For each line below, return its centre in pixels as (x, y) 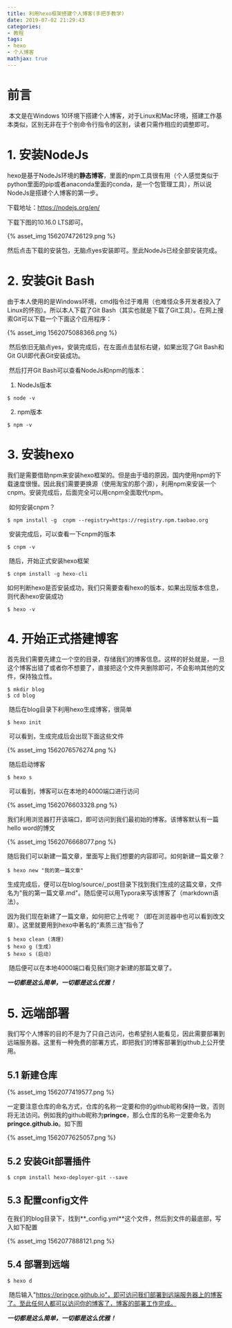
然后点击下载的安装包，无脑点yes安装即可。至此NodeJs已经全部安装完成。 (114, 250)
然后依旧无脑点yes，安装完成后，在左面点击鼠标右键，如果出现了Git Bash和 (116, 346)
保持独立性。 (37, 677)
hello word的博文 (31, 828)
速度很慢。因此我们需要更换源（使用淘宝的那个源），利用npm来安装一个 (115, 484)
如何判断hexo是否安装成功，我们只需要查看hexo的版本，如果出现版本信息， (115, 587)
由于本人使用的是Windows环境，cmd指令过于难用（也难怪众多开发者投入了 (114, 301)
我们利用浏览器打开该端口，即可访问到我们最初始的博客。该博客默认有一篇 (113, 820)
